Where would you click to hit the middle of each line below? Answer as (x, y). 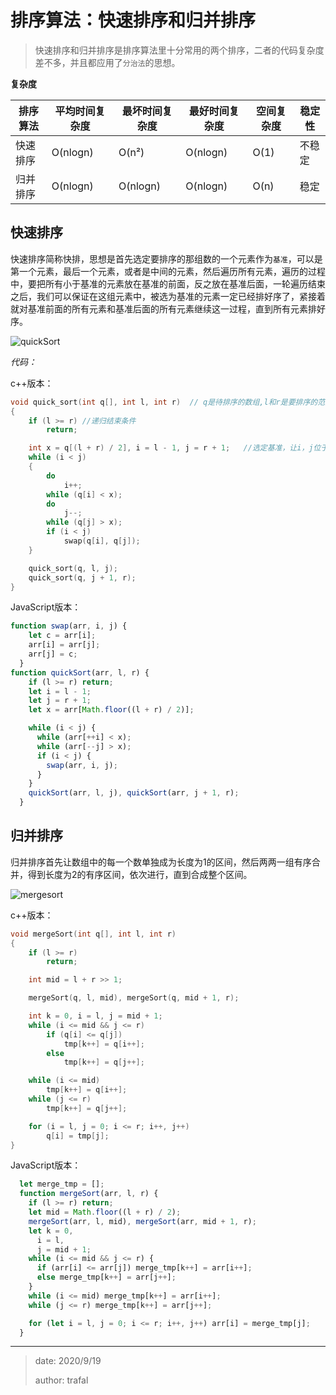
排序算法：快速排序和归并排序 (133, 20)
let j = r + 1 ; (60, 701)
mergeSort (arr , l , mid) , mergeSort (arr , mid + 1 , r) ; (142, 1221)
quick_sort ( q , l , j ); (73, 568)
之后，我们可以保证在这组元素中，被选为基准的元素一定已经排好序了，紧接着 (168, 296)
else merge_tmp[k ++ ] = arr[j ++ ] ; (106, 1277)
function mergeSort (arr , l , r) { (89, 1194)
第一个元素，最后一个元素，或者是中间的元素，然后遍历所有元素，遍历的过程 (168, 271)
